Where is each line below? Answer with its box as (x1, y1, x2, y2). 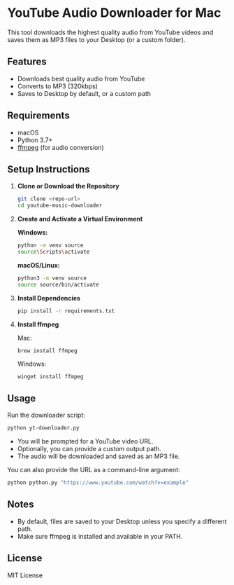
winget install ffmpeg (17, 373, 84, 380)
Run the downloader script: (7, 411, 85, 420)
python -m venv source (17, 242, 84, 249)
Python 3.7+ (17, 135, 53, 144)
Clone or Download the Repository (17, 182, 120, 191)
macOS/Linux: (17, 261, 61, 269)
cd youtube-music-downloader (17, 202, 103, 209)
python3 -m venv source (17, 275, 87, 282)
